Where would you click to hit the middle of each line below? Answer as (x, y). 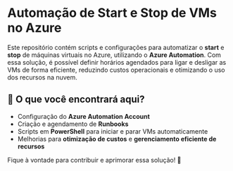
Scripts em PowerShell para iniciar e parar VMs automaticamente (113, 131)
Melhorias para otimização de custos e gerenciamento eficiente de (117, 139)
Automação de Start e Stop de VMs (112, 13)
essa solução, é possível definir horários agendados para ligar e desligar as (117, 62)
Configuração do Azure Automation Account (83, 116)
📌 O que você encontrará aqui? (76, 100)
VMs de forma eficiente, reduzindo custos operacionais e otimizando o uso (116, 70)
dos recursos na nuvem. (42, 77)
